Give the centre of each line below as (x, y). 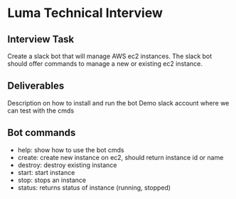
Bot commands (42, 133)
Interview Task (41, 39)
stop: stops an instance (52, 180)
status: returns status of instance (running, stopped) (94, 187)
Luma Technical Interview (85, 13)
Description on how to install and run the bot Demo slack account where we (118, 103)
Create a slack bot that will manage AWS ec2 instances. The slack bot (110, 56)
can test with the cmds (41, 110)
